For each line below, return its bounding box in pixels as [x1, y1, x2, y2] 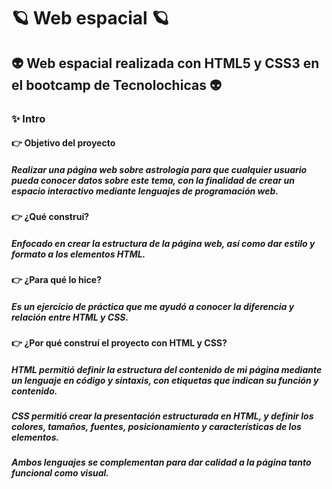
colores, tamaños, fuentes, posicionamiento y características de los [11, 420, 302, 432]
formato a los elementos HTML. [11, 248, 146, 260]
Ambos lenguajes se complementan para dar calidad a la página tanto [11, 456, 312, 469]
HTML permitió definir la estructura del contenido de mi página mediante [11, 363, 323, 375]
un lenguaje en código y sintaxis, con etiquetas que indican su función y [11, 374, 319, 386]
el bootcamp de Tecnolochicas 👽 [11, 76, 222, 94]
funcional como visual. [11, 467, 110, 479]
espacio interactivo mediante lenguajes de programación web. [11, 185, 279, 197]
